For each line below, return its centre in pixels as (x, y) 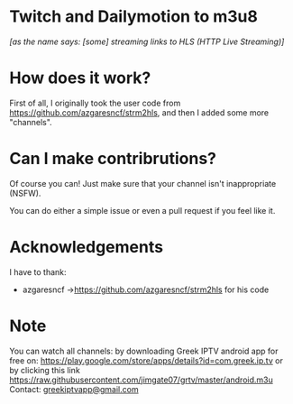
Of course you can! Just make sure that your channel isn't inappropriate (143, 183)
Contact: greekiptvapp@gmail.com (74, 389)
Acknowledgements (87, 247)
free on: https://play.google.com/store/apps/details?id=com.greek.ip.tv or (146, 360)
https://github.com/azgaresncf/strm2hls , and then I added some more (139, 112)
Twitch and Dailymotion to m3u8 (134, 17)
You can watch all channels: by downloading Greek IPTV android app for (144, 351)
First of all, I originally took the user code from (95, 103)
